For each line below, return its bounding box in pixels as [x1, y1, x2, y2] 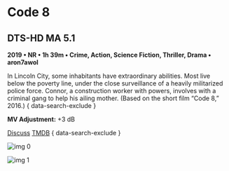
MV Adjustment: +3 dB [7, 115, 76, 123]
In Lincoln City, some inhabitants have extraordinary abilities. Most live [7, 71, 211, 80]
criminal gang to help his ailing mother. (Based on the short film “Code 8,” [7, 94, 219, 102]
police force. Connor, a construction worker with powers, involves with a [7, 87, 216, 95]
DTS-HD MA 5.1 [7, 32, 76, 44]
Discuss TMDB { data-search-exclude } [7, 129, 121, 137]
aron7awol [7, 58, 39, 67]
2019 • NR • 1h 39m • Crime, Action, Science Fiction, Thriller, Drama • [7, 50, 211, 59]
